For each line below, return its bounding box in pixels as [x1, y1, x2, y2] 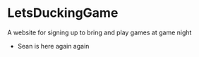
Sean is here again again [17, 42, 90, 50]
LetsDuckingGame [7, 5, 119, 21]
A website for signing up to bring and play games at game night [7, 28, 192, 37]
